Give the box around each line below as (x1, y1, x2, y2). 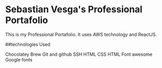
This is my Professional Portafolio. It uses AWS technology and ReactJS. (5, 31, 157, 37)
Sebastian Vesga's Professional (5, 4, 143, 15)
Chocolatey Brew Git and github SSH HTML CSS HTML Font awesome (5, 51, 153, 57)
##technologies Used (5, 41, 51, 47)
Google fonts (5, 56, 33, 62)
